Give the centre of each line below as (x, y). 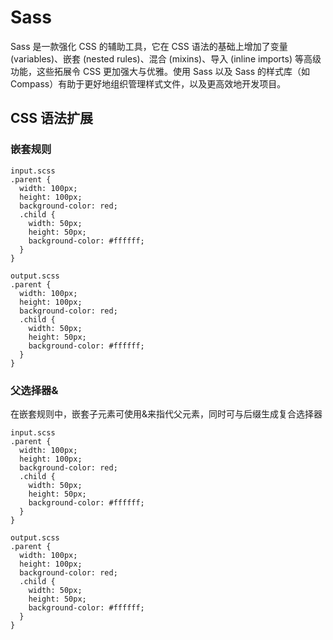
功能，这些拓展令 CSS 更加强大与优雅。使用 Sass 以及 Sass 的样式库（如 (160, 71)
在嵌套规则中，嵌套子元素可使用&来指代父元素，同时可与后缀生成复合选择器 (166, 413)
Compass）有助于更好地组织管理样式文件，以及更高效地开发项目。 (148, 83)
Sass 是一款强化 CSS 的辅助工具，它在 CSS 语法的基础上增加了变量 (149, 46)
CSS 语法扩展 (52, 118)
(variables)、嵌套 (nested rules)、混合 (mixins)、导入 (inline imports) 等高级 (166, 58)
